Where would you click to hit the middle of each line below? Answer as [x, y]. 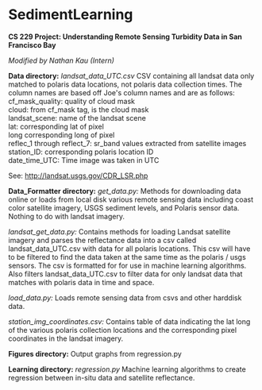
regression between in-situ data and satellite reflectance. [102, 377]
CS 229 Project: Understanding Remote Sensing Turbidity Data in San [125, 37]
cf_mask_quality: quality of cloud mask [72, 101]
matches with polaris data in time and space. [81, 282]
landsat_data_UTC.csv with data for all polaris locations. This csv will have [129, 249]
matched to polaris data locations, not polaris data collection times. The [125, 84]
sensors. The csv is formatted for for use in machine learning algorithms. [127, 265]
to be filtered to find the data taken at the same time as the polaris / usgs [127, 257]
